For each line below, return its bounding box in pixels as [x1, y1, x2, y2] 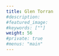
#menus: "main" [6, 41, 43, 47]
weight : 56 [6, 30, 33, 36]
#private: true [6, 36, 43, 41]
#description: [6, 14, 41, 20]
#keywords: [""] [6, 24, 46, 31]
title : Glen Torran [6, 8, 54, 15]
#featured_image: [6, 19, 48, 25]
